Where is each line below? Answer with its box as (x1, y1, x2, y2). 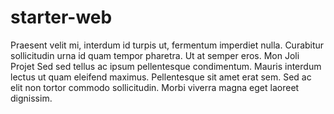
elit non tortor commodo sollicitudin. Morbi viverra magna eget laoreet (10, 81, 300, 93)
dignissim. (10, 92, 53, 104)
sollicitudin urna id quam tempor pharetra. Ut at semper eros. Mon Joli (10, 49, 300, 61)
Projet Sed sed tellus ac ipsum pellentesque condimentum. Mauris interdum (10, 60, 322, 72)
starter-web (10, 6, 113, 29)
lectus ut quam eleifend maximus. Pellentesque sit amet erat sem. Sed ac (10, 71, 312, 83)
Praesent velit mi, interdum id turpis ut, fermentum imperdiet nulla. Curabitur (10, 39, 325, 51)
